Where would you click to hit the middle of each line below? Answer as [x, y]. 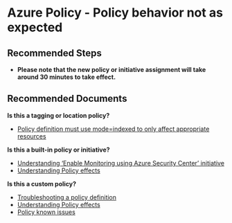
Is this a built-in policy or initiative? [59, 150]
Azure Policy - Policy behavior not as [115, 13]
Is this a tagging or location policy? [59, 115]
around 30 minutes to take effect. [66, 77]
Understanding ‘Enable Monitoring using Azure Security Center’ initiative [121, 163]
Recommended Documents [67, 99]
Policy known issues [46, 212]
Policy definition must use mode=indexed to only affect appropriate [113, 129]
